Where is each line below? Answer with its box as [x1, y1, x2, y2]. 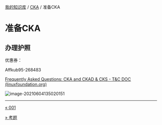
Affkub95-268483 [5, 67, 41, 72]
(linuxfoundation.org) [5, 82, 47, 87]
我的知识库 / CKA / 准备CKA [5, 4, 60, 10]
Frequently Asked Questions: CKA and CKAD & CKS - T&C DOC [5, 76, 131, 82]
